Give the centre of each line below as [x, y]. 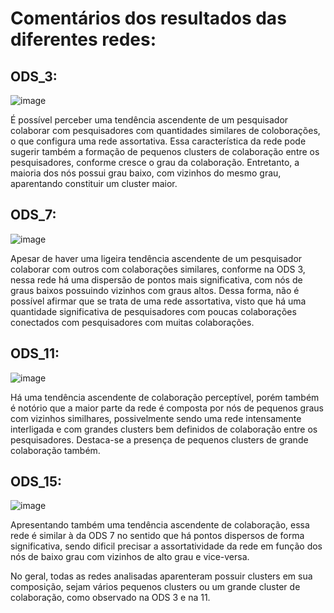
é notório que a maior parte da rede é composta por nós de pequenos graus [167, 408]
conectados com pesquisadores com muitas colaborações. [132, 322]
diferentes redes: [83, 39]
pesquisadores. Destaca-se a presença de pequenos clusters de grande [159, 439]
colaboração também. [55, 450]
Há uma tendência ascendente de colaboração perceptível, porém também [165, 397]
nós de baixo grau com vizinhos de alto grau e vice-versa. [130, 557]
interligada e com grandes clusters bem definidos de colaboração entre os [164, 429]
